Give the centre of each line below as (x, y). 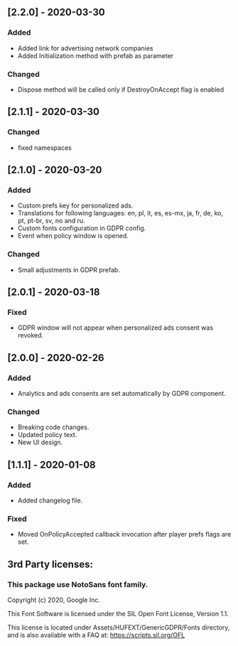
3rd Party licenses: (50, 564)
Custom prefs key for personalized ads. (75, 205)
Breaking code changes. (53, 427)
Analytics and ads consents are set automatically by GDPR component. (121, 394)
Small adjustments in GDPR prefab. (69, 269)
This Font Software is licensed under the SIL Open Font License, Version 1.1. (118, 614)
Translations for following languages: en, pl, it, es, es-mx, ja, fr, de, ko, (120, 213)
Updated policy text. (47, 435)
